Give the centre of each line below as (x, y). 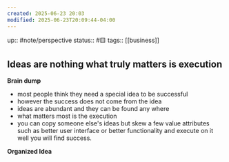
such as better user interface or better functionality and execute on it (115, 131)
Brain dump (24, 81)
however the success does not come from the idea (89, 101)
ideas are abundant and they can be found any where (93, 109)
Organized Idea (30, 152)
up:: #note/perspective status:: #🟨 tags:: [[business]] (83, 40)
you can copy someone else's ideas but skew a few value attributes (113, 123)
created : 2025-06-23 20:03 (46, 13)
